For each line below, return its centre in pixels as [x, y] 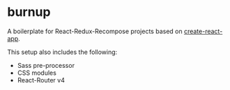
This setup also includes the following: [62, 52]
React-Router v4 [41, 80]
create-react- [203, 31]
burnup [29, 12]
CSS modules [37, 73]
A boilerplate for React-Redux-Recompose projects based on [95, 31]
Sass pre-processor [46, 65]
